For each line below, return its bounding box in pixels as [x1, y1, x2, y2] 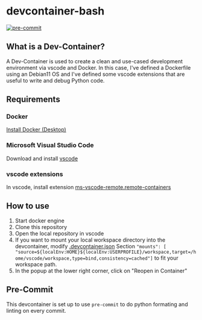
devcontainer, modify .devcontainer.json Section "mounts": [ [14, 242, 167, 249]
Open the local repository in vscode [14, 230, 104, 237]
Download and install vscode [6, 155, 78, 162]
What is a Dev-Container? [6, 42, 106, 52]
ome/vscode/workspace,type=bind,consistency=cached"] [14, 255, 153, 262]
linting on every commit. [6, 307, 66, 314]
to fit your [154, 254, 179, 262]
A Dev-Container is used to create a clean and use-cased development [6, 57, 183, 64]
